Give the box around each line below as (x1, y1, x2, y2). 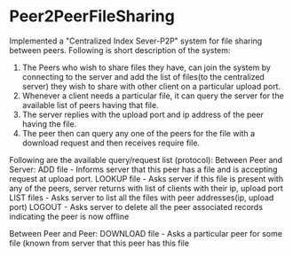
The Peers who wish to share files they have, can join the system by (21, 62, 271, 73)
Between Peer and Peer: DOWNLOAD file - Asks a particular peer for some (9, 228, 282, 238)
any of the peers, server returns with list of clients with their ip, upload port (9, 183, 284, 193)
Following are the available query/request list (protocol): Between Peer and (9, 154, 282, 165)
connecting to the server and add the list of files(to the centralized (21, 71, 265, 82)
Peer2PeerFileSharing (9, 6, 175, 27)
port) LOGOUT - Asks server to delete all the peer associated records (9, 201, 264, 212)
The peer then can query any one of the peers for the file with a (21, 128, 256, 138)
